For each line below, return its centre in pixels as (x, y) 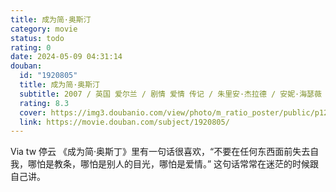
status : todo (37, 38)
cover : (33, 112)
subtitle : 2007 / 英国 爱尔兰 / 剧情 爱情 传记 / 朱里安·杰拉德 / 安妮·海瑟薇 (170, 94)
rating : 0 (31, 47)
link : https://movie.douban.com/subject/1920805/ (124, 122)
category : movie (44, 29)
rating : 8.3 (44, 103)
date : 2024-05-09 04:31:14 (66, 57)
